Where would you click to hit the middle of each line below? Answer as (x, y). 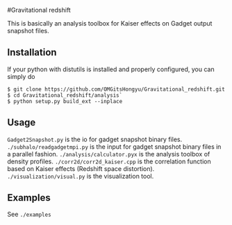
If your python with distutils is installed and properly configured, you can (111, 69)
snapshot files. (28, 31)
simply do (21, 76)
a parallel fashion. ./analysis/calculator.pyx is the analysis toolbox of (109, 154)
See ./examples (29, 215)
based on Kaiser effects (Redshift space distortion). (81, 168)
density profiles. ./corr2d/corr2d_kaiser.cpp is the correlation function (109, 161)
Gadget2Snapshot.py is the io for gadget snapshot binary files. (95, 139)
